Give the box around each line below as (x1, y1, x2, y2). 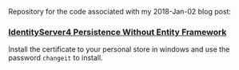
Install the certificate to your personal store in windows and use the (8, 45, 230, 54)
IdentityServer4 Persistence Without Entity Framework (8, 26, 227, 37)
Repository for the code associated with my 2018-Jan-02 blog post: (8, 7, 232, 16)
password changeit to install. (8, 53, 103, 63)
